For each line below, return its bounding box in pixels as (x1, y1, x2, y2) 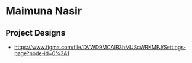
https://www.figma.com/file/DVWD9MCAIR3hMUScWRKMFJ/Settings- (14, 43, 186, 51)
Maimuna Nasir (5, 4, 82, 18)
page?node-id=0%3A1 (14, 50, 69, 57)
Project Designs (5, 28, 66, 38)
